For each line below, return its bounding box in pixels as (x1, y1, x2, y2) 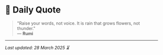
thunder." (16, 25, 35, 31)
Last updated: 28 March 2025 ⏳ (5, 44, 69, 50)
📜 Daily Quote (5, 4, 61, 15)
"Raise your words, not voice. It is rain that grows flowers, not (16, 20, 140, 26)
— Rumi (16, 30, 33, 36)
